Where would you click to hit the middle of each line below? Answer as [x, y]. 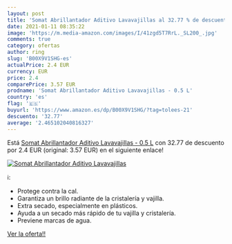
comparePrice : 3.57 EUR [41, 84]
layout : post [26, 13]
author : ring [26, 53]
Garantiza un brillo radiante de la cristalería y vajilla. [90, 198]
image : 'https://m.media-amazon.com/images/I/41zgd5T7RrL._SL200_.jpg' [112, 33]
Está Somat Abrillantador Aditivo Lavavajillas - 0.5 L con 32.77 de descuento [116, 142]
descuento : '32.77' [35, 116]
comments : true [29, 39]
